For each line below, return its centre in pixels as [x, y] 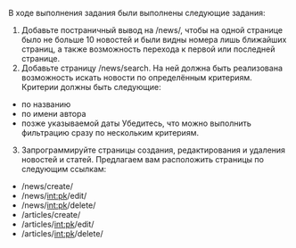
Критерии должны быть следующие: [91, 87]
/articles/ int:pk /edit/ [58, 224]
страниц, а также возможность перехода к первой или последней [148, 49]
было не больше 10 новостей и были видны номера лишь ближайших [154, 40]
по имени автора [53, 114]
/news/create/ [47, 186]
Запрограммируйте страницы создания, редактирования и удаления [153, 150]
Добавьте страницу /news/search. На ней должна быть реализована [152, 68]
